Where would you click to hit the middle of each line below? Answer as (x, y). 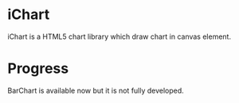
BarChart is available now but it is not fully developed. (96, 90)
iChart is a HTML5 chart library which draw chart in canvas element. (119, 36)
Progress (38, 69)
